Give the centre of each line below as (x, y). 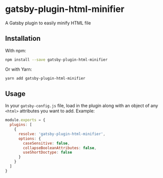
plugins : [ (21, 125)
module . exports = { (25, 120)
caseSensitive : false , (46, 143)
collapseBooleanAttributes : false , (60, 148)
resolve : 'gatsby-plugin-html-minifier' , (62, 134)
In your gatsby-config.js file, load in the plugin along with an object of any (81, 106)
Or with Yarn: (19, 69)
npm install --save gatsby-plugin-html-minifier (56, 60)
